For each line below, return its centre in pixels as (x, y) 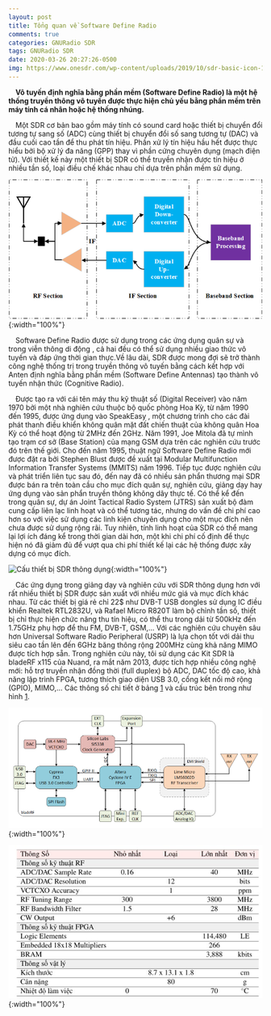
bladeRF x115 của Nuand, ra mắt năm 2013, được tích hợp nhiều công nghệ (132, 662)
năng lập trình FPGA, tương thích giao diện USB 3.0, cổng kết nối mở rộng (130, 679)
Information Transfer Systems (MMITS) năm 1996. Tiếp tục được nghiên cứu (135, 467)
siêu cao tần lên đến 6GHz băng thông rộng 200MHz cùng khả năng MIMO (133, 645)
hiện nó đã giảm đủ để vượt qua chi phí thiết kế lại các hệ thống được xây (130, 545)
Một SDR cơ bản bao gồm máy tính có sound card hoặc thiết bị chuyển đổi (139, 124)
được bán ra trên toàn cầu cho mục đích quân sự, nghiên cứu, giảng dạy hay (135, 484)
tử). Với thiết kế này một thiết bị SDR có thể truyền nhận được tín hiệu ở (126, 159)
